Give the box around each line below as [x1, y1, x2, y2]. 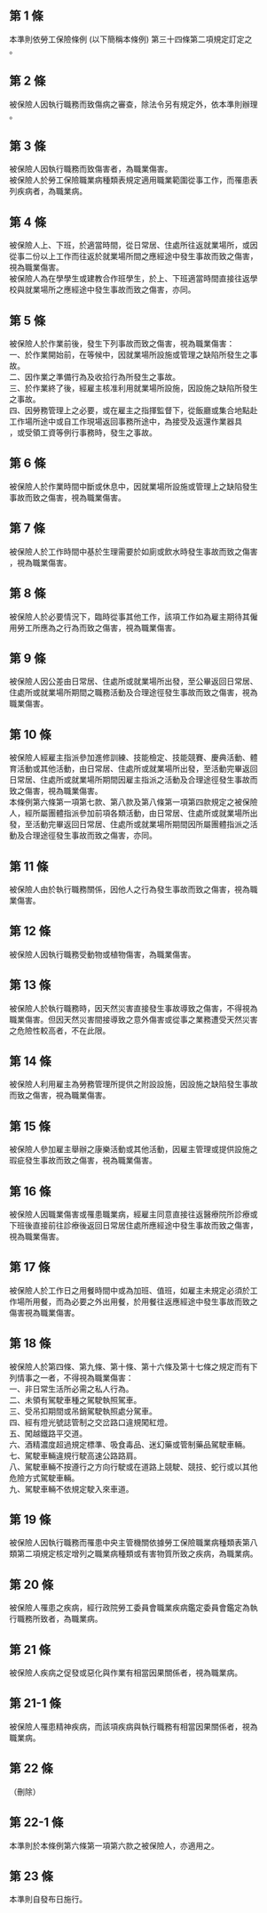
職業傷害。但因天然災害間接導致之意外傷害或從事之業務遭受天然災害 [9, 1014, 258, 1025]
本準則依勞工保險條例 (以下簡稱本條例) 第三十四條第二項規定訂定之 [9, 34, 253, 45]
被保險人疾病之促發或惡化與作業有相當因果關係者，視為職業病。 [9, 1667, 242, 1678]
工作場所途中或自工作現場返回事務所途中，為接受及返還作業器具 [9, 417, 242, 427]
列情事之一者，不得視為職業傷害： [9, 1372, 134, 1382]
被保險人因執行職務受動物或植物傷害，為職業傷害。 [9, 949, 196, 960]
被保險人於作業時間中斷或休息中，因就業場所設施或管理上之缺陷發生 [9, 481, 258, 491]
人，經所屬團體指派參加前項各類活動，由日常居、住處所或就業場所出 [9, 808, 258, 819]
